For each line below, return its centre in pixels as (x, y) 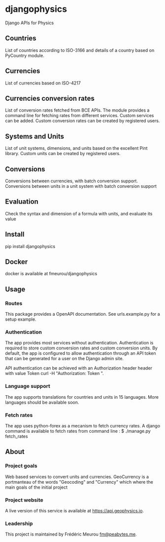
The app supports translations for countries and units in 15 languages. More (82, 397)
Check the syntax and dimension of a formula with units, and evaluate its (79, 213)
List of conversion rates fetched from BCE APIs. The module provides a (77, 110)
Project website (24, 500)
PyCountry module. (25, 55)
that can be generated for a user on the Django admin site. (65, 359)
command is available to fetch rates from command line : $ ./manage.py (78, 431)
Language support (28, 386)
